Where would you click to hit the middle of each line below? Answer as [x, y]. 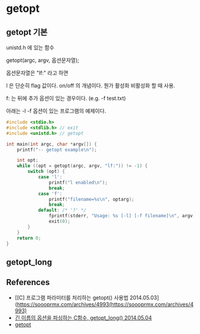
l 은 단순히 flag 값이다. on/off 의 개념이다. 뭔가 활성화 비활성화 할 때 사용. [91, 86]
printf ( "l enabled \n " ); [78, 183]
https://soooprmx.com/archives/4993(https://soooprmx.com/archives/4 [105, 304]
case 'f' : [50, 194]
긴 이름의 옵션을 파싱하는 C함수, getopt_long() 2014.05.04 [83, 317]
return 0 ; [29, 238]
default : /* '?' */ [62, 211]
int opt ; [28, 160]
